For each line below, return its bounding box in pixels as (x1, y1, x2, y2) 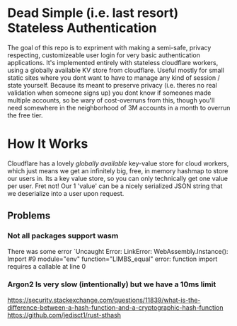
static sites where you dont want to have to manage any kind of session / (7, 73, 221, 82)
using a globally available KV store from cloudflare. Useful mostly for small (7, 66, 225, 74)
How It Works (7, 136, 88, 152)
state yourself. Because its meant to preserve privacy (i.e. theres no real (7, 81, 217, 89)
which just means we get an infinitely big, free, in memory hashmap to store (7, 166, 229, 175)
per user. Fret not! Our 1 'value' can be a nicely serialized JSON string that (7, 182, 223, 190)
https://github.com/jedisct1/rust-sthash (7, 310, 122, 319)
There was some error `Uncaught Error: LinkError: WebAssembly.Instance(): (7, 247, 229, 255)
